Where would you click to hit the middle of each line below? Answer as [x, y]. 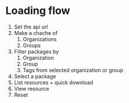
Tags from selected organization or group [73, 70]
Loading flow [38, 11]
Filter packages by [36, 51]
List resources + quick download [53, 82]
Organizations [40, 39]
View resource [31, 88]
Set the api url [31, 27]
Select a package [35, 76]
